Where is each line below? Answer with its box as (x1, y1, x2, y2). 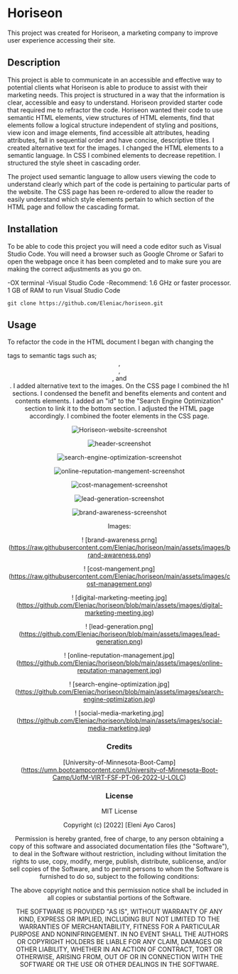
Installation (7, 223, 58, 235)
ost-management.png (86, 580, 151, 588)
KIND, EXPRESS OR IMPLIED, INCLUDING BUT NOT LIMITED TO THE (18, 914, 220, 923)
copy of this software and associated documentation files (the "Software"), (9, 842, 229, 850)
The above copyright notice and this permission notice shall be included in (10, 886, 229, 894)
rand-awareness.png (87, 551, 149, 559)
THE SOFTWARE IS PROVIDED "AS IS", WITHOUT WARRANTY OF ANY (16, 907, 223, 916)
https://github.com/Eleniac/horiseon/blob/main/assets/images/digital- (18, 601, 223, 610)
